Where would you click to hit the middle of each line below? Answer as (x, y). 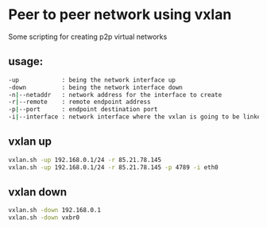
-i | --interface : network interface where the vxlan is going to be (124, 117)
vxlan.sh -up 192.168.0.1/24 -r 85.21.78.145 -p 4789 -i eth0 (113, 167)
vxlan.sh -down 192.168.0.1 (55, 211)
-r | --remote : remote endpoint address (79, 102)
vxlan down (38, 192)
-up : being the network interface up (92, 80)
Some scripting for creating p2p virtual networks (88, 37)
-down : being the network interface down (95, 87)
